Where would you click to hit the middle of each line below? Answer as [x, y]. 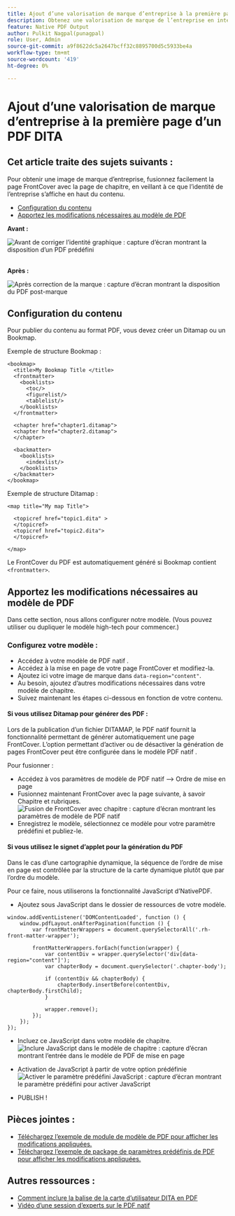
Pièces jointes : [41, 1120]
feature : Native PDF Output [48, 27]
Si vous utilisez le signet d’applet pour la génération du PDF [95, 847]
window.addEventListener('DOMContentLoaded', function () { [97, 917]
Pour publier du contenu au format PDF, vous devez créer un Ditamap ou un [116, 331]
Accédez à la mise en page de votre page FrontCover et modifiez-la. [116, 668]
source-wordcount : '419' [43, 60]
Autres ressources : [51, 1181]
